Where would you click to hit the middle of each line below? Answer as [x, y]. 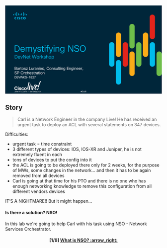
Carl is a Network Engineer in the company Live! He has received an [87, 119]
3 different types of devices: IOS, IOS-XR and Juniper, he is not [77, 149]
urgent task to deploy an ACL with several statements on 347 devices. [89, 125]
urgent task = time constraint [42, 144]
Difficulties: [17, 134]
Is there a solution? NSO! [31, 212]
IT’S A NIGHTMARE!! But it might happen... [49, 201]
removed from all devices [38, 176]
